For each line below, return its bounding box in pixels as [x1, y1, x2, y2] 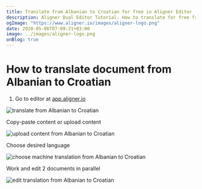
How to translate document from [6, 62, 172, 76]
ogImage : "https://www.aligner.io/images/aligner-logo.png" [6, 20, 161, 26]
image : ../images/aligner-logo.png [6, 31, 96, 37]
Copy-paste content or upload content [6, 118, 102, 125]
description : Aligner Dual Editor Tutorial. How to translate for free [6, 14, 189, 20]
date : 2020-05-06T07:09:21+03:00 [6, 25, 90, 32]
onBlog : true [6, 37, 39, 43]
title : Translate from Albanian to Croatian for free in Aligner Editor [6, 8, 192, 15]
